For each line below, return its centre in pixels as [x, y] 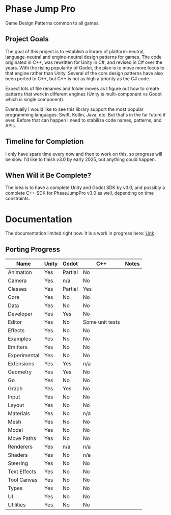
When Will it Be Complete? [48, 175]
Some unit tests [102, 322]
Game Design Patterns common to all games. [53, 23]
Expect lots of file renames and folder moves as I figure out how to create [82, 88]
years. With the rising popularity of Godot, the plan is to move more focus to [85, 67]
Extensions [21, 364]
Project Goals [27, 39]
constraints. [18, 198]
